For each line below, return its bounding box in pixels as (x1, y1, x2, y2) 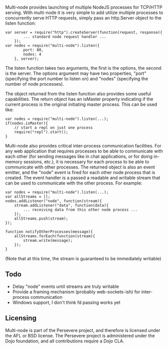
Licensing (5, 314, 37, 322)
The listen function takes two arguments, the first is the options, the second (5, 65, 161, 71)
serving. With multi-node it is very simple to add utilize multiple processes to (5, 10, 163, 16)
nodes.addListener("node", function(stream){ (5, 199, 102, 204)
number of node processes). (5, 81, 64, 87)
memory (5, 159, 23, 164)
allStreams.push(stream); (14, 216, 69, 221)
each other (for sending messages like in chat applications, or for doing (5, 153, 153, 159)
